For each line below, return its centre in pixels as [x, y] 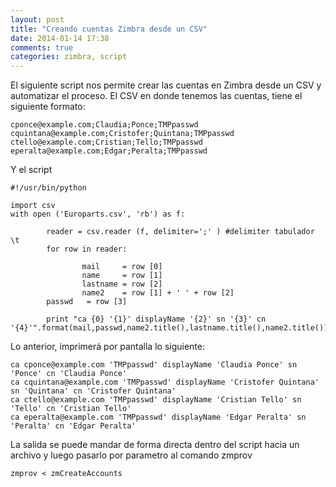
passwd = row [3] [87, 302]
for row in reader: [87, 249]
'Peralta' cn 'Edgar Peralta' [73, 426]
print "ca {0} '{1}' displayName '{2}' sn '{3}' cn [156, 319]
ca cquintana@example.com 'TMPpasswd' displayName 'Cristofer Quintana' [165, 382]
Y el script [31, 170]
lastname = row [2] [122, 284]
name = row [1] [122, 276]
